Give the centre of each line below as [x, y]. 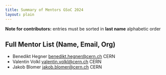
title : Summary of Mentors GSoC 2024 [44, 10]
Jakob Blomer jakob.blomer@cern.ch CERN [57, 67]
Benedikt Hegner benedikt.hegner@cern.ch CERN [64, 56]
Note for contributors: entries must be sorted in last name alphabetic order [83, 28]
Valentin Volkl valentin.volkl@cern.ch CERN [57, 62]
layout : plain [20, 14]
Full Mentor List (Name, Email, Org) [60, 44]
